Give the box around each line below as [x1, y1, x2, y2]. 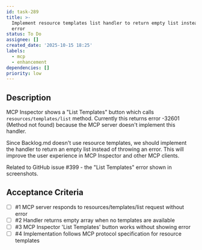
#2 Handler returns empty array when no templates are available [14, 216, 176, 224]
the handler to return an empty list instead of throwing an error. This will [6, 145, 185, 153]
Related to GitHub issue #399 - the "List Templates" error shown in [6, 163, 173, 171]
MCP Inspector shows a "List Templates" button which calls [6, 109, 155, 116]
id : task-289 [6, 8, 39, 15]
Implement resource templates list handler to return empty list [11, 20, 179, 26]
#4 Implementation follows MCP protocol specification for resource [14, 230, 182, 237]
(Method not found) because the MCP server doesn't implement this [6, 121, 176, 129]
